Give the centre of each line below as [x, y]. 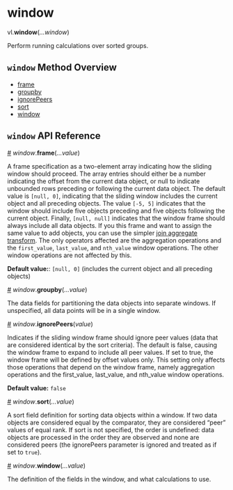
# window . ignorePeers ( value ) [50, 324]
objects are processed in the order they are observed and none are [103, 437]
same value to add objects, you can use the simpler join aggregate [103, 233]
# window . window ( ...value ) [46, 466]
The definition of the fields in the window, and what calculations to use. [109, 479]
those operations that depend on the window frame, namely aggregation [111, 367]
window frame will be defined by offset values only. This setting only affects [116, 360]
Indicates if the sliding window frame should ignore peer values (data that [113, 337]
